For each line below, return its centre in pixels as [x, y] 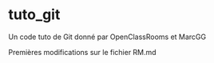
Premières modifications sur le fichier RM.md [83, 52]
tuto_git [34, 15]
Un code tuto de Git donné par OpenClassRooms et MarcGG [107, 37]
